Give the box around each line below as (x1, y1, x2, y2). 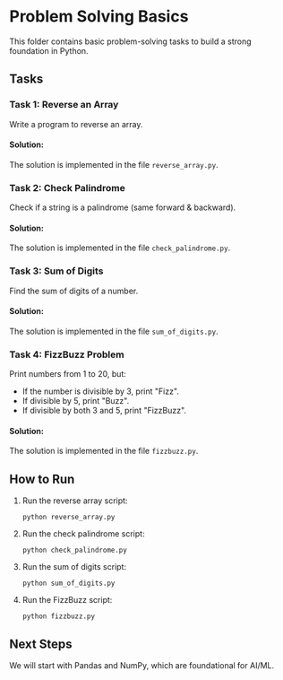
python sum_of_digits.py (21, 579, 116, 588)
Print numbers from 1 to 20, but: (9, 369, 127, 379)
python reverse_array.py (21, 513, 116, 522)
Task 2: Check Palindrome (9, 181, 125, 194)
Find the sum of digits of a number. (9, 285, 139, 296)
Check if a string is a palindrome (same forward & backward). (9, 202, 236, 213)
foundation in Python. (9, 45, 89, 56)
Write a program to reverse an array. (9, 118, 143, 129)
